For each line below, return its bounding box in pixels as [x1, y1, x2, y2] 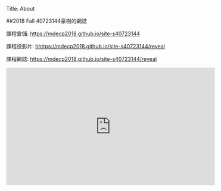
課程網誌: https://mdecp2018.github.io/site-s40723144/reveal [6, 56, 157, 62]
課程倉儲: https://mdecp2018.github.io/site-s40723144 [6, 30, 140, 37]
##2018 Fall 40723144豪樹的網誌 [6, 17, 88, 24]
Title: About [6, 5, 35, 12]
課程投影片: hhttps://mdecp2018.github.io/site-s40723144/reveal [6, 43, 166, 50]
